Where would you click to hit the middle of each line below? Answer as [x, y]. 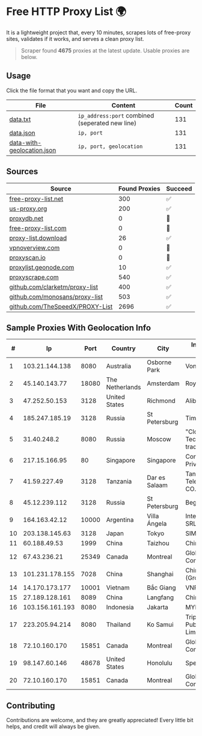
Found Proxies [139, 189]
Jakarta [158, 608]
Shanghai [160, 574]
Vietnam [118, 588]
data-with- [26, 142]
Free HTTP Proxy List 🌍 [66, 12]
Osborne [159, 362]
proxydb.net [26, 218]
